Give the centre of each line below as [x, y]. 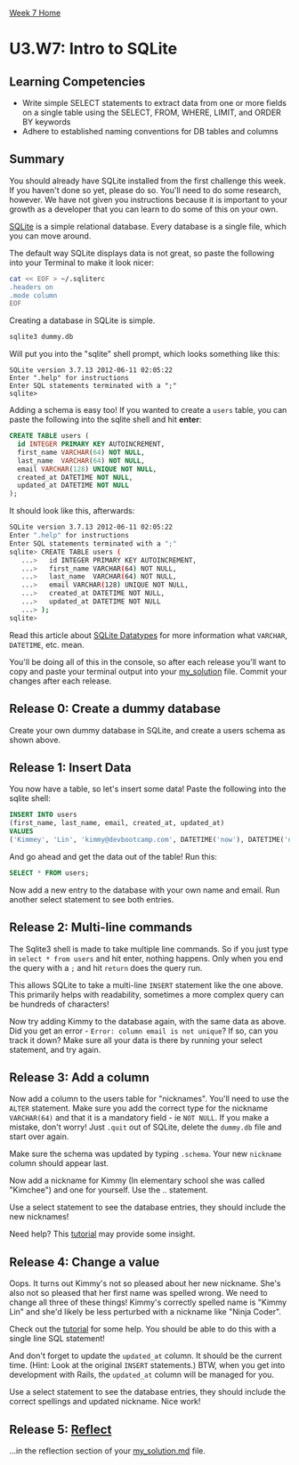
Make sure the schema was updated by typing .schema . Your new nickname [145, 1154]
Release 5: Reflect [61, 1429]
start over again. [39, 1137]
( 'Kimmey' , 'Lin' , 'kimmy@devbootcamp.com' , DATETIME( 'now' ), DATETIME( [147, 839]
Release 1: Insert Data [70, 768]
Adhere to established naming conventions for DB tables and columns [150, 131]
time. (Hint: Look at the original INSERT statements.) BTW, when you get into [147, 1365]
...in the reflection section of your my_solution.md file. [108, 1451]
